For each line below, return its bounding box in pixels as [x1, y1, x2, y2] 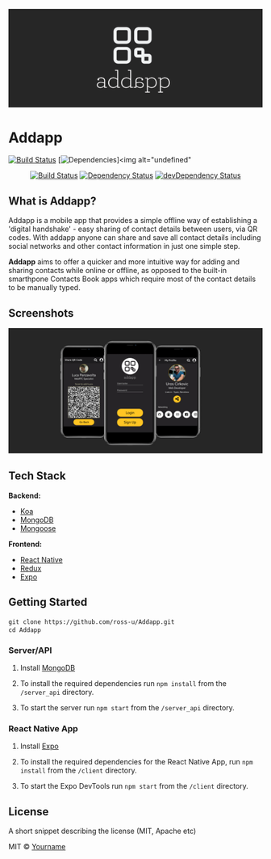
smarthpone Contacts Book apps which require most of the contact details [8, 274, 256, 284]
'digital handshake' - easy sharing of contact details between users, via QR [8, 224, 258, 234]
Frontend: [8, 539, 43, 549]
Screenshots [8, 306, 74, 320]
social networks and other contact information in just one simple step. [8, 242, 240, 251]
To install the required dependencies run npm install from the [19, 678, 227, 688]
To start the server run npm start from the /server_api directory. [19, 702, 236, 712]
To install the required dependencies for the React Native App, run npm [19, 757, 253, 767]
